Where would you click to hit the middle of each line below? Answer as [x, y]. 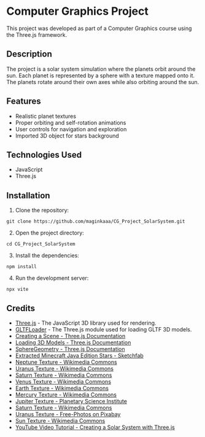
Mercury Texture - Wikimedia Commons [66, 395]
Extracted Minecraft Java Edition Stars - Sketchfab [79, 355]
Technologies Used [44, 155]
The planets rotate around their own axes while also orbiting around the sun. [103, 82]
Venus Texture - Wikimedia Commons [63, 381]
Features [24, 102]
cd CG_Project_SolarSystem [41, 244]
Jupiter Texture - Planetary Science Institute [71, 401]
